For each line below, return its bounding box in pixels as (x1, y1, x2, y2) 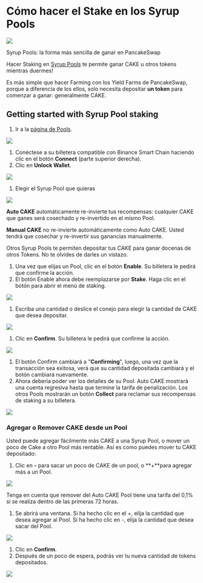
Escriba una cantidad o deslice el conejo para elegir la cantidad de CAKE (15, 305, 197, 312)
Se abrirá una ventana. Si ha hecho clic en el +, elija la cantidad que (15, 509, 184, 517)
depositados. (15, 559, 48, 566)
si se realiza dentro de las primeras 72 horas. (6, 498, 119, 505)
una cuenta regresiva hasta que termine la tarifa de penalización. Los (15, 384, 188, 391)
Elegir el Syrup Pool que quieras (15, 184, 96, 192)
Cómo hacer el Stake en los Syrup (6, 4, 180, 18)
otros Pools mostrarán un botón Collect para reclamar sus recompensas (15, 390, 196, 398)
